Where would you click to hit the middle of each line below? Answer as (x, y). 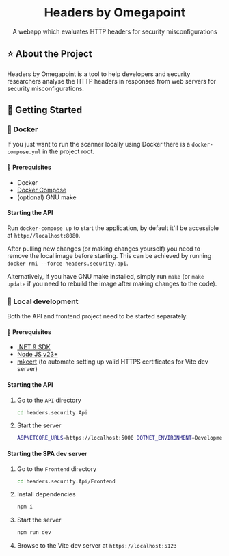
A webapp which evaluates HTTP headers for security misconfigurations (115, 31)
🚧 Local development (43, 301)
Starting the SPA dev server (47, 453)
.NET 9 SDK (33, 347)
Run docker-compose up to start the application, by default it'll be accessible (113, 228)
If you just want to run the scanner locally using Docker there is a (98, 144)
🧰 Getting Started (45, 110)
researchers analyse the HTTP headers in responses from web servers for (112, 81)
